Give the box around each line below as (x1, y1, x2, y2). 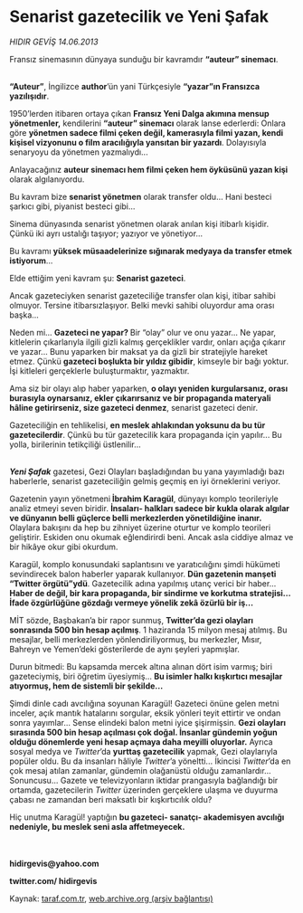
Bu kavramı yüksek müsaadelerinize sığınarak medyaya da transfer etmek (9, 245, 292, 256)
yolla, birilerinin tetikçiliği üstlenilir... (9, 439, 142, 450)
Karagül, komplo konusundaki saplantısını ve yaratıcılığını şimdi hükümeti (9, 558, 280, 569)
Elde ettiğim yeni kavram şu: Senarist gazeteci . (9, 272, 186, 283)
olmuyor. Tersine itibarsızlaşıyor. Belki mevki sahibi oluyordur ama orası (9, 300, 275, 310)
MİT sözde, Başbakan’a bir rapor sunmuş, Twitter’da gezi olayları (9, 614, 254, 625)
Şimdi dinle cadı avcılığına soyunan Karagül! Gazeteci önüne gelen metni (9, 698, 279, 709)
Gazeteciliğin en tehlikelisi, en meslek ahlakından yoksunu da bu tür (9, 419, 266, 431)
